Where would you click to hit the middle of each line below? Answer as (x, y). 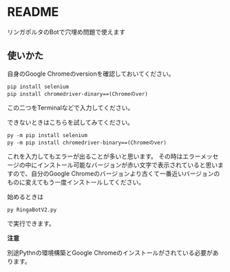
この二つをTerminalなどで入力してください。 (71, 107)
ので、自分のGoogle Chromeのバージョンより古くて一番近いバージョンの (116, 174)
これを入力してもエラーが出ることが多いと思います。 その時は (95, 156)
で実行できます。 (31, 223)
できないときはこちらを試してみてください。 (71, 122)
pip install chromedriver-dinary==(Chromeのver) (77, 94)
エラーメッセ (200, 156)
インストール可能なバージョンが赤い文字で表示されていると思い (127, 165)
